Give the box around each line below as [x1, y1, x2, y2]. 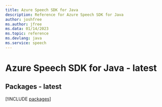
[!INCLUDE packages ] [5, 96, 51, 102]
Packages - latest [5, 82, 62, 91]
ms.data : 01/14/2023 [5, 26, 49, 31]
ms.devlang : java [5, 36, 42, 41]
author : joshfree [5, 17, 42, 22]
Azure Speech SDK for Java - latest [5, 62, 157, 74]
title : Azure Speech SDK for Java [5, 7, 79, 13]
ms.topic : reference [5, 31, 49, 36]
